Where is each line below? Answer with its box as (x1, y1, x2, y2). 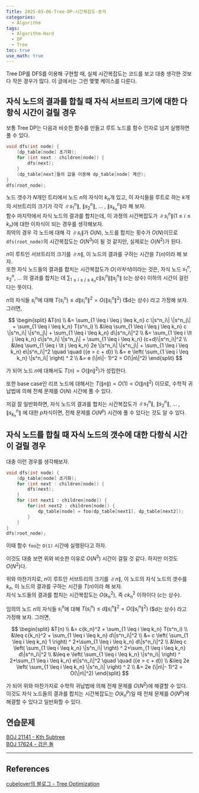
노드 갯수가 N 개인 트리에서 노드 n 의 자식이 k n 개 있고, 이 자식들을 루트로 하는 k (6, 194, 185, 203)
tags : (6, 25, 20, 31)
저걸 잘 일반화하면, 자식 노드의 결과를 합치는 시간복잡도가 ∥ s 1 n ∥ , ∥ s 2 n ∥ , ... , (6, 399, 181, 409)
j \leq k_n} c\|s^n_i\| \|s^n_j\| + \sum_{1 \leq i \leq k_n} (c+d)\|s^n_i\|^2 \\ (12, 336, 187, 343)
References (6, 764, 50, 774)
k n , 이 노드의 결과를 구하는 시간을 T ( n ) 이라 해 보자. (6, 583, 123, 591)
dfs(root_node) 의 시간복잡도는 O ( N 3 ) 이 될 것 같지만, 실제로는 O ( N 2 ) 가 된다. (6, 237, 182, 245)
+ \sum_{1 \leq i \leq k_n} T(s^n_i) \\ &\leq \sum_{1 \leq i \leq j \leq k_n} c (12, 323, 187, 330)
